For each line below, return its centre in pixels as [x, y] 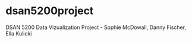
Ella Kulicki [19, 33]
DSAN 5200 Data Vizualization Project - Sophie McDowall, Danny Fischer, [96, 27]
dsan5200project [50, 11]
